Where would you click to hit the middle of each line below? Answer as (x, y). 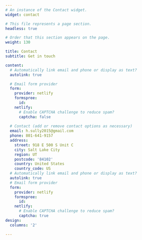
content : (14, 65)
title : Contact (21, 52)
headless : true (21, 28)
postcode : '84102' (34, 159)
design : (13, 220)
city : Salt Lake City (37, 150)
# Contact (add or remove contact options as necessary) (71, 126)
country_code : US (33, 169)
